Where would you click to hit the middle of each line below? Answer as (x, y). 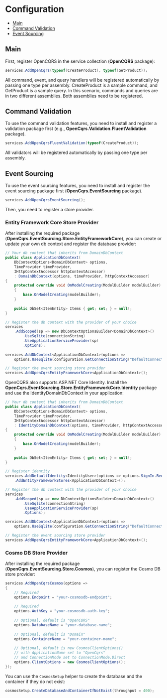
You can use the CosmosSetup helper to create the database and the (74, 676)
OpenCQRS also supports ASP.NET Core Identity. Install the (66, 383)
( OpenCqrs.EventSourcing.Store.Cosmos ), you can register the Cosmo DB (83, 569)
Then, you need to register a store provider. (50, 209)
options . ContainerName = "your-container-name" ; (65, 639)
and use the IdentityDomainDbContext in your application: (65, 393)
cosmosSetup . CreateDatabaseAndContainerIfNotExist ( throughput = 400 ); (80, 691)
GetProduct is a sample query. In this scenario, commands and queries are (82, 90)
